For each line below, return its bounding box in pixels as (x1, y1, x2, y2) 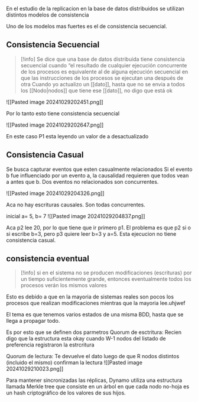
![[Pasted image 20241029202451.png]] (6, 98, 103, 105)
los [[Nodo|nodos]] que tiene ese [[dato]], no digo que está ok (20, 87, 173, 94)
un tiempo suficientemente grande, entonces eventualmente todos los (20, 275, 191, 283)
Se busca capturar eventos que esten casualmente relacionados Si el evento (6, 166, 193, 173)
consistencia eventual (6, 254, 90, 264)
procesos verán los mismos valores (20, 282, 108, 289)
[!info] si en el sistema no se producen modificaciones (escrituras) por (20, 269, 192, 277)
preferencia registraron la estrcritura (6, 341, 95, 348)
